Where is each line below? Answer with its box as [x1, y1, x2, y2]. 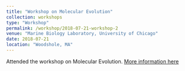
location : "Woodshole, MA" [6, 42, 73, 48]
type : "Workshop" [6, 20, 49, 25]
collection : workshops [6, 14, 62, 20]
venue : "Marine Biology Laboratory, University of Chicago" [6, 31, 159, 37]
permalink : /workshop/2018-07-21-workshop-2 [6, 25, 118, 31]
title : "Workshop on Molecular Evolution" [6, 8, 113, 15]
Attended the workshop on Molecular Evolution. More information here [6, 57, 179, 65]
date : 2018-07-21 [6, 36, 49, 42]
